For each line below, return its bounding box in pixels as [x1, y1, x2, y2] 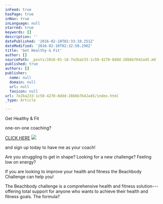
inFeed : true [5, 7, 32, 12]
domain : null [9, 80, 36, 84]
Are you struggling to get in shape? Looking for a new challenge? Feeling [5, 154, 152, 160]
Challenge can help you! [5, 174, 54, 180]
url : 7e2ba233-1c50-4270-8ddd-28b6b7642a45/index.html [5, 93, 119, 98]
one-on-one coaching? [5, 125, 52, 131]
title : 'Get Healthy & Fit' [5, 48, 62, 53]
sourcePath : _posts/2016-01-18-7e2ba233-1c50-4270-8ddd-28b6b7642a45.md [5, 57, 156, 62]
